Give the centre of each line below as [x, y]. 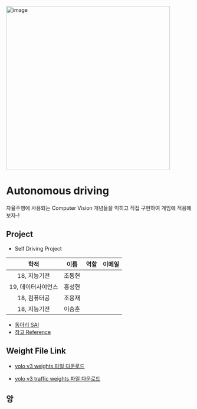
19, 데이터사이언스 [34, 287]
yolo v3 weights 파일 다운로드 [50, 366]
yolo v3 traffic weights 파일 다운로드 [58, 378]
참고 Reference [33, 332]
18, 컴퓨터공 [34, 298]
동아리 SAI [27, 324]
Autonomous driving [58, 191]
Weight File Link [36, 351]
